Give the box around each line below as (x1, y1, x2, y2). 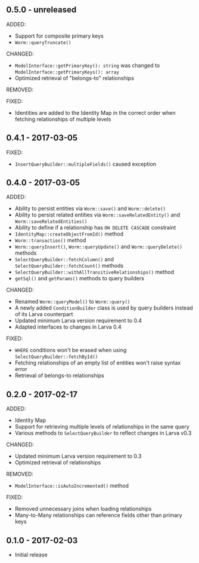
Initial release (14, 551, 48, 558)
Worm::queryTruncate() (14, 39, 71, 45)
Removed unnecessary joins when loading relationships (14, 505, 152, 513)
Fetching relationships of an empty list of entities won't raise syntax (14, 359, 181, 366)
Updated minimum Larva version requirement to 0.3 (14, 452, 142, 460)
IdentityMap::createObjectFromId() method (14, 230, 124, 238)
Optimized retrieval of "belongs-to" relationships (14, 74, 134, 81)
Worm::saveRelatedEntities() (14, 219, 88, 225)
